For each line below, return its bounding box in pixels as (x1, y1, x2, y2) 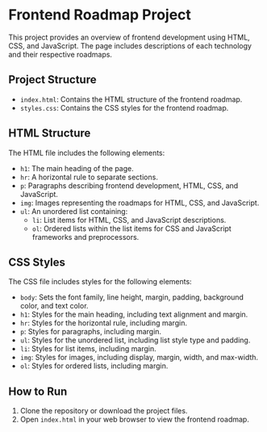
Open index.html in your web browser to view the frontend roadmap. (19, 414, 250, 425)
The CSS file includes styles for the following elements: (8, 277, 192, 287)
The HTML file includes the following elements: (8, 148, 165, 157)
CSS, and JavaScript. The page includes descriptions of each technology (8, 40, 252, 50)
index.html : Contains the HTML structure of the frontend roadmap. (19, 94, 243, 104)
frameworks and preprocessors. (31, 232, 140, 241)
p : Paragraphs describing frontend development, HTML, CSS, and (19, 180, 239, 191)
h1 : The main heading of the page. (19, 163, 135, 173)
